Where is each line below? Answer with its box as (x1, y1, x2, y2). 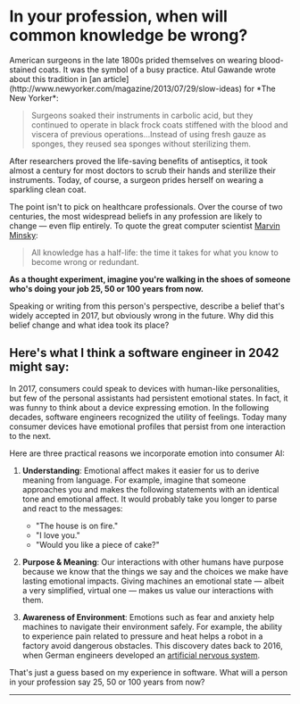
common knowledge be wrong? (9, 25, 248, 46)
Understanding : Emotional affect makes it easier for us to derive (21, 465, 260, 476)
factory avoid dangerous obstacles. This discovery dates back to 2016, (21, 640, 283, 650)
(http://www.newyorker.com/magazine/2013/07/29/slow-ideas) (9, 83, 243, 94)
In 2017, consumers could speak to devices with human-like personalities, (9, 383, 280, 393)
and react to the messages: (21, 502, 123, 514)
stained (9, 64, 37, 75)
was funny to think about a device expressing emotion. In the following (9, 402, 270, 412)
